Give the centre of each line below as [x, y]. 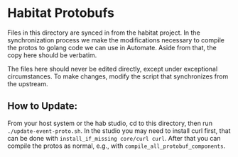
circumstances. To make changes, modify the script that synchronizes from [118, 76]
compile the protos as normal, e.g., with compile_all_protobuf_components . [117, 146]
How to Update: [43, 106]
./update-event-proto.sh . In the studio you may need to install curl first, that [119, 130]
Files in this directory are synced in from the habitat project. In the [104, 33]
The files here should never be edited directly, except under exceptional [113, 69]
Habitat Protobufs [61, 13]
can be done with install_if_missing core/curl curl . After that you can [114, 138]
